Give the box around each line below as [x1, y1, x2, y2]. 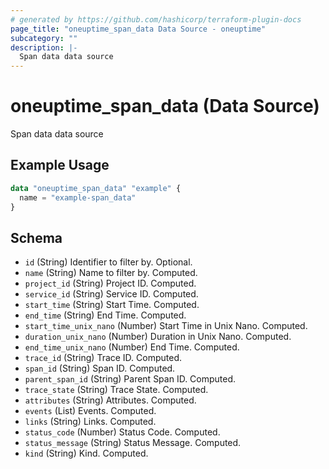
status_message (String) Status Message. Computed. [24, 437, 242, 449]
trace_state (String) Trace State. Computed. [24, 384, 209, 396]
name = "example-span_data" [19, 192, 137, 203]
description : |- [10, 42, 78, 53]
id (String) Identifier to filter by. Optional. [24, 256, 193, 268]
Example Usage [10, 157, 110, 174]
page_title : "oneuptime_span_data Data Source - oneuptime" [10, 24, 267, 34]
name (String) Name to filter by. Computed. [24, 267, 198, 279]
